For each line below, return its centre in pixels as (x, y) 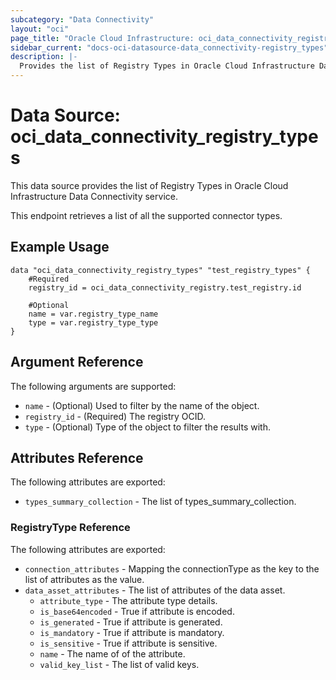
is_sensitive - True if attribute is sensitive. (128, 643)
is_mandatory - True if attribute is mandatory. (132, 632)
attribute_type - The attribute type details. (128, 600)
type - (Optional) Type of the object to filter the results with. (147, 427)
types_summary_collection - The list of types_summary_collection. (160, 502)
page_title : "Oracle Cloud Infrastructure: (102, 38)
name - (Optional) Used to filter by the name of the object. (142, 405)
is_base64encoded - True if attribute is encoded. (137, 611)
